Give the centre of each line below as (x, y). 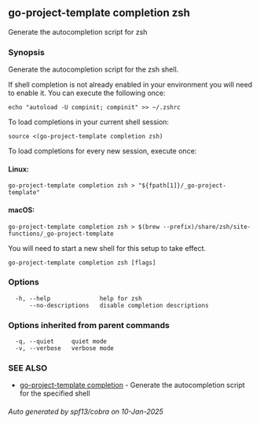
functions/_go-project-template (61, 234)
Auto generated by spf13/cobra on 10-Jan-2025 (86, 411)
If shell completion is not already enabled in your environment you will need (130, 85)
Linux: (18, 169)
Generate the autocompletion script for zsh (78, 31)
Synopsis (26, 52)
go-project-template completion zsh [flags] (82, 263)
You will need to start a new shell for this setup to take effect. (107, 248)
